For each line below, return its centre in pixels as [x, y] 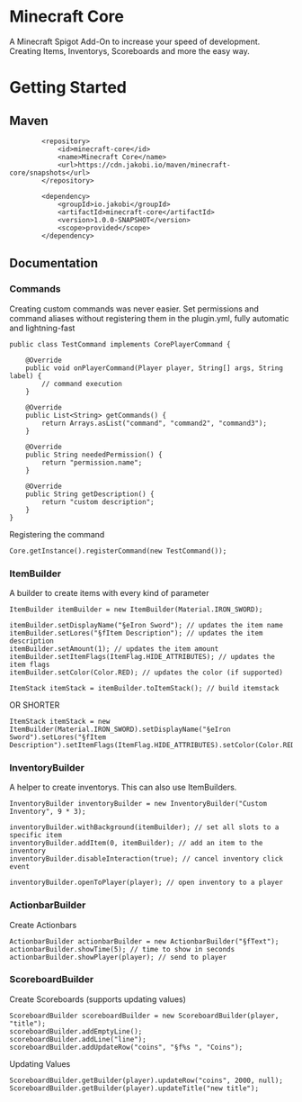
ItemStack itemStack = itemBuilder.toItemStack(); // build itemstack [144, 688]
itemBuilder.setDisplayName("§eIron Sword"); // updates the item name [146, 625]
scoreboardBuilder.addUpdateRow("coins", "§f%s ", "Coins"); [126, 1047]
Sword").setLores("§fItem [58, 737]
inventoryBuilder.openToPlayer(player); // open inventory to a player [146, 883]
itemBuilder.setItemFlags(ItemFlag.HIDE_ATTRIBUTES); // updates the [142, 656]
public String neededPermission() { [94, 455]
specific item [36, 836]
